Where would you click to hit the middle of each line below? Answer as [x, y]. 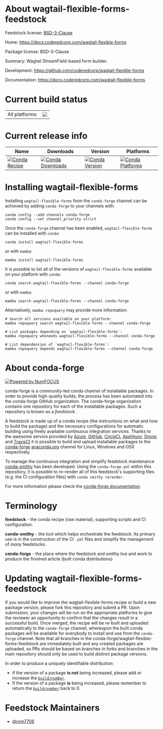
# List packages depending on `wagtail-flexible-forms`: [64, 331]
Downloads [60, 151]
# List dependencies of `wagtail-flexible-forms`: [57, 344]
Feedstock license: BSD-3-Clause [39, 33]
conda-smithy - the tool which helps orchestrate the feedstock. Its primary [80, 534]
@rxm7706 [23, 721]
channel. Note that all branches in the [54, 638]
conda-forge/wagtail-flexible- [122, 638]
